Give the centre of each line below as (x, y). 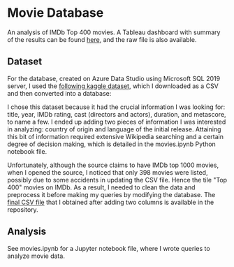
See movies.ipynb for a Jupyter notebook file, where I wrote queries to (109, 248)
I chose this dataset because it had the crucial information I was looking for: (116, 107)
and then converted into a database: (59, 93)
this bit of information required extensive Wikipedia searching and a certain (115, 136)
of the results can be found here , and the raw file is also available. (102, 39)
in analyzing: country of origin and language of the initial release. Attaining (114, 129)
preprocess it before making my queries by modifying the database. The (111, 194)
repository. (23, 209)
